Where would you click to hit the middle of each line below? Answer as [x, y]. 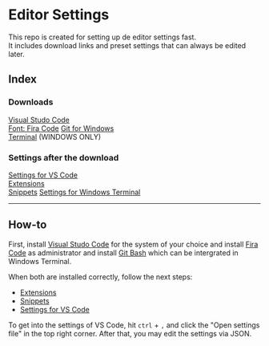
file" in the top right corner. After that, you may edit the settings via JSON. [130, 333]
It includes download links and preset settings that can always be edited [127, 45]
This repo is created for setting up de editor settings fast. [102, 37]
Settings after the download [64, 157]
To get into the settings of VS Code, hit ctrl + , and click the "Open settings [134, 325]
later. [17, 54]
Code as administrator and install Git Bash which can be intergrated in [123, 252]
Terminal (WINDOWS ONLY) [55, 136]
